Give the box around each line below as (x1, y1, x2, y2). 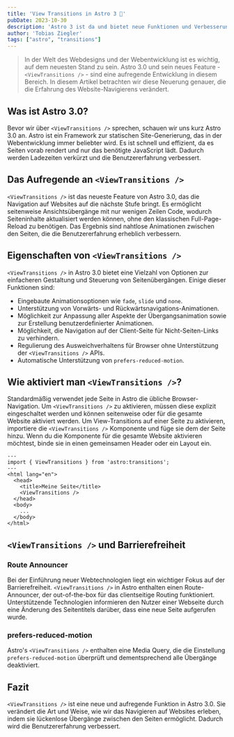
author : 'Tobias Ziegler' (7, 29, 82, 37)
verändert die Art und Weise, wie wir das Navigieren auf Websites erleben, (7, 707, 221, 716)
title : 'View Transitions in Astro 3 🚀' (7, 10, 127, 17)
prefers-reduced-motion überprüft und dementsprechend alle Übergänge (7, 654, 217, 662)
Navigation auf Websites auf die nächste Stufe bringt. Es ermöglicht (7, 200, 202, 208)
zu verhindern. (17, 333, 60, 342)
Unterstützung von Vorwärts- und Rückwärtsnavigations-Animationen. (17, 304, 219, 312)
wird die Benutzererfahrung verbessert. (7, 722, 120, 731)
